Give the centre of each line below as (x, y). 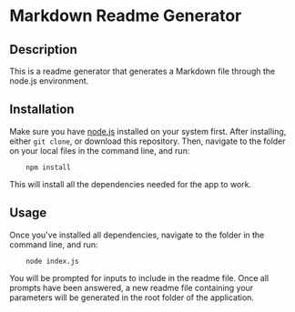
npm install (48, 167)
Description (43, 50)
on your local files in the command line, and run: (100, 150)
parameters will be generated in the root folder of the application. (132, 297)
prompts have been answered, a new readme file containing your (132, 287)
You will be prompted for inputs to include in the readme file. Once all (139, 277)
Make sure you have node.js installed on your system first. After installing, (148, 131)
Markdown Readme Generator (126, 16)
